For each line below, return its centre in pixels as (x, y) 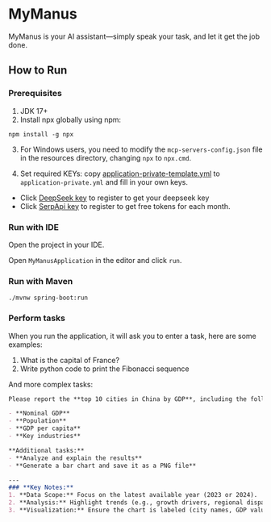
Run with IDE (33, 227)
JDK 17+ (34, 111)
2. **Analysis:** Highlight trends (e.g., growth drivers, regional (126, 503)
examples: (25, 345)
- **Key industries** (45, 436)
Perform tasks (37, 318)
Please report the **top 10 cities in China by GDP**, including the (128, 399)
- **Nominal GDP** (39, 413)
